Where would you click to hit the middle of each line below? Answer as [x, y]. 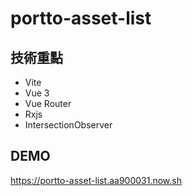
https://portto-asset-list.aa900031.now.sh [96, 180]
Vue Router [48, 103]
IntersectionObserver [68, 125]
